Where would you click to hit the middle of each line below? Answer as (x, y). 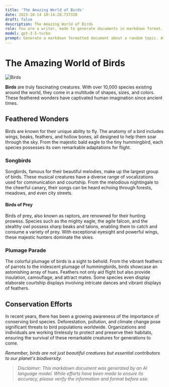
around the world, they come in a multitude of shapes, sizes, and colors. (80, 92)
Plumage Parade (26, 250)
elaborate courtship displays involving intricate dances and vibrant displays (83, 283)
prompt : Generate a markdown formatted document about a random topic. (82, 38)
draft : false (19, 19)
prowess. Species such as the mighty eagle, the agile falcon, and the (76, 221)
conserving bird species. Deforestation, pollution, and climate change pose (83, 322)
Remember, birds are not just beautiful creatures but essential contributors (83, 353)
